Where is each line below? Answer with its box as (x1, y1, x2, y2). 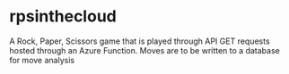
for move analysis (9, 54, 74, 65)
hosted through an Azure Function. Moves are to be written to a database (9, 45, 280, 55)
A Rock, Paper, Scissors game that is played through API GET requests (9, 36, 271, 46)
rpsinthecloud (9, 6, 117, 27)
